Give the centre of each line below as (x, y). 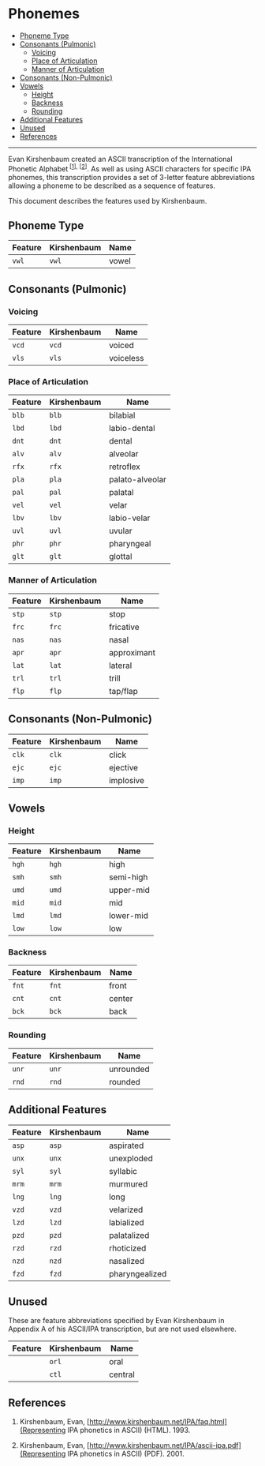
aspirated (127, 1145)
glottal (121, 557)
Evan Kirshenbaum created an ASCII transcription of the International (120, 159)
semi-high (129, 877)
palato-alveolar (138, 480)
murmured (129, 1183)
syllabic (123, 1171)
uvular (121, 531)
